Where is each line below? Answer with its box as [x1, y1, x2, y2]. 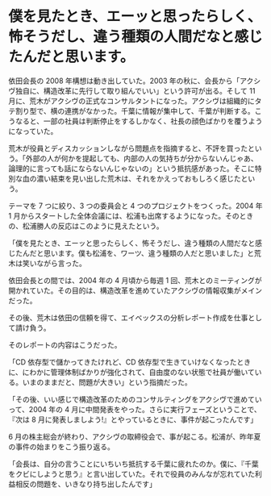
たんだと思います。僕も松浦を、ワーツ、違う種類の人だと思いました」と [15, 248, 255, 258]
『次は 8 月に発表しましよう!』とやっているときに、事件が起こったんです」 [8, 415, 258, 424]
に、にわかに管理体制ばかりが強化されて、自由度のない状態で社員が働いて [8, 367, 256, 377]
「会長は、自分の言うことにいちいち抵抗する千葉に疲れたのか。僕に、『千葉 [8, 459, 260, 469]
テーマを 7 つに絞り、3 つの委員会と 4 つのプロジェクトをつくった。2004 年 [8, 201, 263, 210]
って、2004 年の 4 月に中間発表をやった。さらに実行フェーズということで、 [8, 404, 262, 414]
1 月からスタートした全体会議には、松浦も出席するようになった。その [8, 210, 240, 220]
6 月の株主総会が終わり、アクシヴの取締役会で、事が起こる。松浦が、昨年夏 [8, 431, 261, 441]
